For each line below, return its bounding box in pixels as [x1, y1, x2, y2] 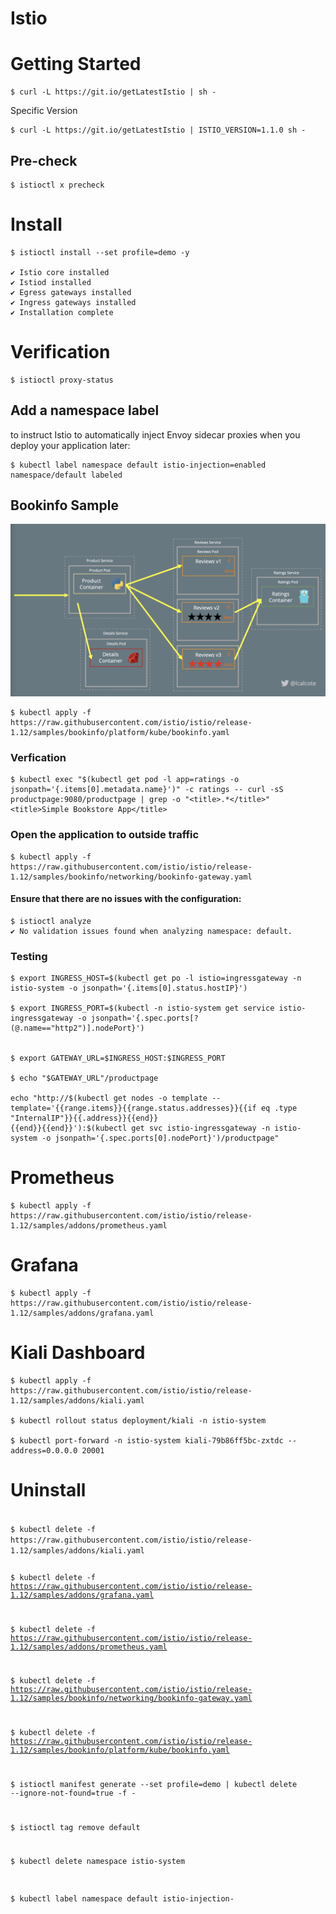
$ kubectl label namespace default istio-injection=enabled [10, 460, 267, 470]
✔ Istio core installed [10, 267, 110, 277]
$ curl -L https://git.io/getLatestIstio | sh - [10, 87, 217, 97]
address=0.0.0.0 [10, 1445, 78, 1456]
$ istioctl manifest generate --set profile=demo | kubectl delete [10, 1779, 298, 1789]
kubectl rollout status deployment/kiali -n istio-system [19, 1415, 267, 1426]
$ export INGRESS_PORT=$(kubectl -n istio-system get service [10, 1003, 275, 1014]
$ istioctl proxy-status [10, 375, 114, 385]
